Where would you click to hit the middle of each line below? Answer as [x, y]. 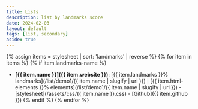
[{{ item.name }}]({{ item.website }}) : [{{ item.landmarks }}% [91, 75]
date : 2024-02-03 [28, 23]
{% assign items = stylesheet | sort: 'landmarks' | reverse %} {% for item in [99, 57]
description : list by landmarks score [55, 17]
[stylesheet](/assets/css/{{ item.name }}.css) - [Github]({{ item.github [101, 94]
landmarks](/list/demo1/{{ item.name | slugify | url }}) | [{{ [86, 81]
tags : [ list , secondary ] [37, 34]
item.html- [171, 81]
